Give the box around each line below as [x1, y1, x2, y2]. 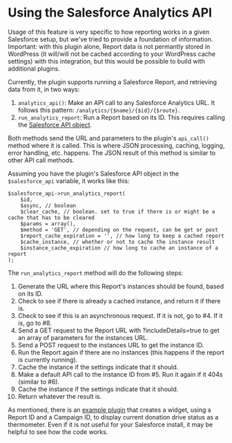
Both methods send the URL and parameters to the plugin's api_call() [8, 133, 209, 142]
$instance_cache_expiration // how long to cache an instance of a [20, 244, 218, 252]
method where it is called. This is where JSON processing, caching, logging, [8, 141, 225, 149]
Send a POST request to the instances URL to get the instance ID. [17, 341, 204, 349]
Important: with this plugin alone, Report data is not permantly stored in [8, 42, 211, 50]
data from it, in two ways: [8, 85, 80, 93]
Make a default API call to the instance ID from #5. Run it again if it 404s [17, 370, 223, 378]
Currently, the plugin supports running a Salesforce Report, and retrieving [8, 77, 217, 86]
